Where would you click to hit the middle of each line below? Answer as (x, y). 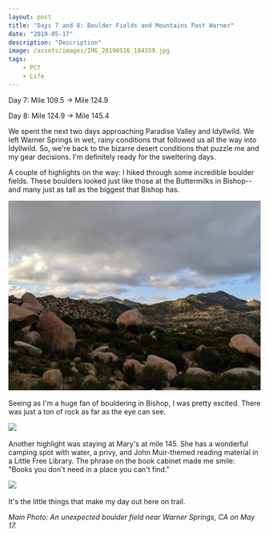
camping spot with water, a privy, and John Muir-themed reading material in (133, 452)
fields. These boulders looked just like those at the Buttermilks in (115, 181)
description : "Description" (55, 43)
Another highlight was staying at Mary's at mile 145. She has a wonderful (128, 443)
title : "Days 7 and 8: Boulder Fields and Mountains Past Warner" (121, 25)
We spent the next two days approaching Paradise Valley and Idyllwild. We (131, 131)
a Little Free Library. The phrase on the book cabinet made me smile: (122, 461)
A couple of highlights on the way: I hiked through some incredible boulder (131, 172)
